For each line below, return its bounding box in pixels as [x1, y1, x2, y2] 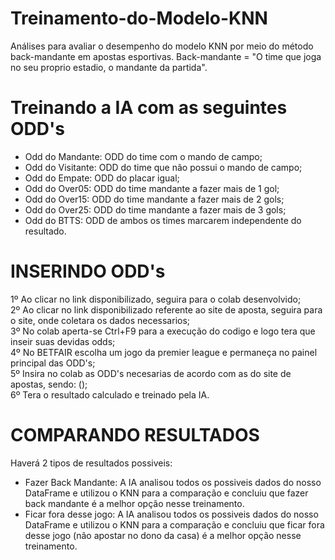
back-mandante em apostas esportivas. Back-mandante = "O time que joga [10, 50, 322, 62]
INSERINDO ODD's [10, 260, 166, 283]
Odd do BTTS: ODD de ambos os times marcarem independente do [24, 214, 302, 226]
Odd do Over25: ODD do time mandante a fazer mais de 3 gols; [24, 203, 287, 216]
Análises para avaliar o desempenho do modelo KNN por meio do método [10, 40, 314, 52]
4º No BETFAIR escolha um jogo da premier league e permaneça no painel [10, 346, 318, 358]
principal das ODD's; [10, 357, 96, 369]
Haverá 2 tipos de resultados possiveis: [10, 457, 173, 469]
